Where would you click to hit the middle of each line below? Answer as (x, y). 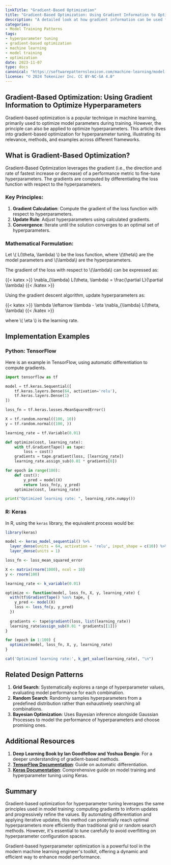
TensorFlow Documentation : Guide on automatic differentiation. (80, 764)
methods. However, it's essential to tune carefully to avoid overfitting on (81, 831)
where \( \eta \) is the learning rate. (42, 321)
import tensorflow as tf (32, 377)
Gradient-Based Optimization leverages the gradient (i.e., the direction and (83, 168)
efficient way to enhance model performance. (53, 857)
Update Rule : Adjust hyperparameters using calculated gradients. (81, 219)
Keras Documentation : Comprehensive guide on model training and (84, 770)
